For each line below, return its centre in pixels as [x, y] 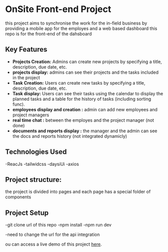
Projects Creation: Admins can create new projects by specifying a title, [87, 62]
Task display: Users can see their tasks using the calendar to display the [88, 93]
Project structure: [33, 180]
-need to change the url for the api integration [53, 234]
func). [19, 104]
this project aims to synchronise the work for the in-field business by [76, 23]
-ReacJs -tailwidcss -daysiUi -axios [42, 164]
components [18, 197]
